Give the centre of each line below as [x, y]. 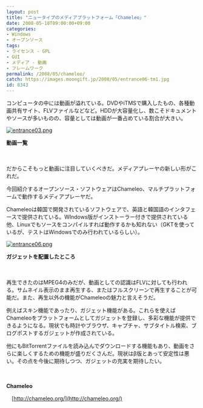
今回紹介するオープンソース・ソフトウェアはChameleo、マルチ [85, 189]
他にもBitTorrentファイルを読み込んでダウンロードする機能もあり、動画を [98, 346]
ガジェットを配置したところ [41, 257]
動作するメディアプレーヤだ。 [59, 196]
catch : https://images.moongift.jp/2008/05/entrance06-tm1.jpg [88, 79]
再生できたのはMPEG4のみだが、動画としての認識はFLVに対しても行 [92, 282]
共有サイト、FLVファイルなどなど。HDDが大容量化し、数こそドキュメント [104, 110]
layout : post [23, 12]
